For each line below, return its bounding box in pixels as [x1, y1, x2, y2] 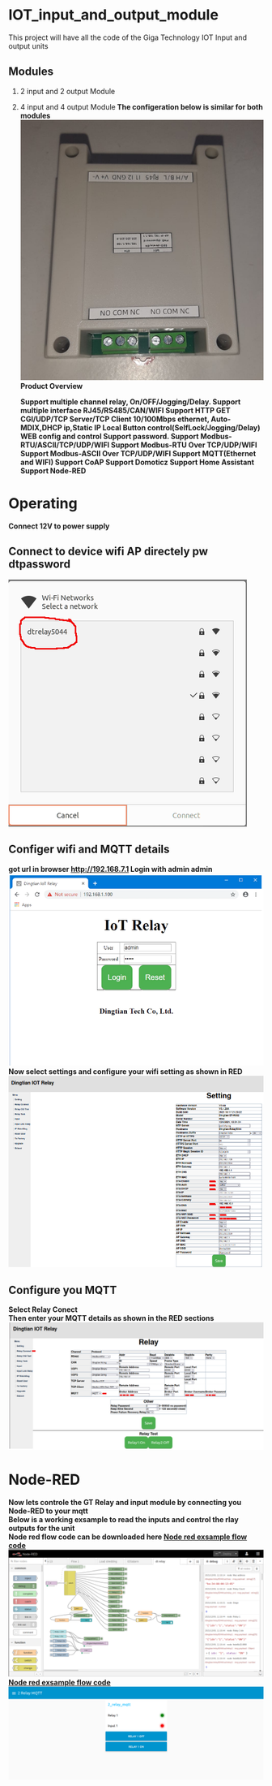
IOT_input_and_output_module [8, 6, 219, 24]
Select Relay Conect [8, 1305, 79, 1314]
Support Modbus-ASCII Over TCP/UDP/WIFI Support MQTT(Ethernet [19, 448, 257, 458]
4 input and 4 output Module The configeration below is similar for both [19, 101, 263, 111]
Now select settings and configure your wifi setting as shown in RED [8, 1067, 243, 1076]
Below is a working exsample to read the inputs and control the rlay [8, 1514, 239, 1524]
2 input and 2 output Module [19, 86, 116, 96]
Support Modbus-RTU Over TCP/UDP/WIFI [110, 440, 257, 450]
